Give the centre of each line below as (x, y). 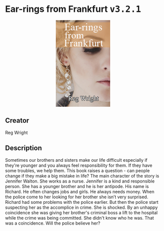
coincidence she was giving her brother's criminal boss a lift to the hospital (82, 212)
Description (23, 148)
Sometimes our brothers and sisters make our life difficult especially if (76, 160)
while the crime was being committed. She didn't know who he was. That (80, 218)
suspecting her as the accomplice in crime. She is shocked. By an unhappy (82, 207)
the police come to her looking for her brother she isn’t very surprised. (77, 197)
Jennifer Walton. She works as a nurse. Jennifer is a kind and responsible (80, 181)
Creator (17, 120)
